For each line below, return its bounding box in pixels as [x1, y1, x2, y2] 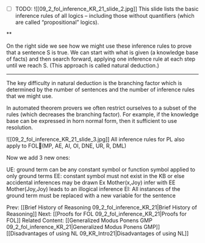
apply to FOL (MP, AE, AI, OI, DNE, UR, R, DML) [6, 142, 127, 149]
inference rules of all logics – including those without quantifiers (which [15, 12, 195, 20]
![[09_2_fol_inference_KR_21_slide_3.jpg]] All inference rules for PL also [6, 136, 185, 143]
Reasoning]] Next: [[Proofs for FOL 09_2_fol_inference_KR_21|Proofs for [6, 211, 187, 218]
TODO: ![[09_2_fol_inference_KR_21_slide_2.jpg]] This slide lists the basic [15, 6, 199, 12]
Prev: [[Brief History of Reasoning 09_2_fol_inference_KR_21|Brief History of [6, 204, 197, 211]
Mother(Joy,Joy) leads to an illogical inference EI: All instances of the [6, 185, 181, 193]
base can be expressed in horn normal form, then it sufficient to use [6, 118, 178, 125]
